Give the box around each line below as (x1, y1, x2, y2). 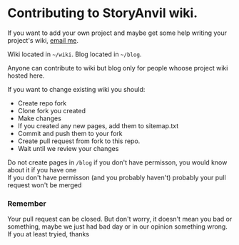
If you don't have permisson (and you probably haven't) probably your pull (7, 173, 226, 182)
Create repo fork (17, 98, 67, 108)
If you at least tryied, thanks (7, 230, 90, 239)
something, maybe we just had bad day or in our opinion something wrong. (7, 222, 228, 231)
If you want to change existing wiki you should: (7, 85, 146, 93)
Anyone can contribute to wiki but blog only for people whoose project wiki (7, 63, 228, 72)
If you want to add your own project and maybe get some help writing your (7, 28, 227, 37)
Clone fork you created (17, 106, 86, 115)
